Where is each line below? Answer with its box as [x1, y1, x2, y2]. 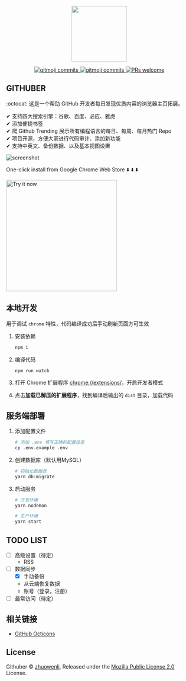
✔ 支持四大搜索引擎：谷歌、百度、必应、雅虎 [6, 113, 116, 120]
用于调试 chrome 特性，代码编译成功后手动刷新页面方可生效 [6, 320, 149, 327]
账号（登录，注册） [23, 587, 71, 595]
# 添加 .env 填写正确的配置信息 [14, 439, 84, 446]
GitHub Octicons [14, 630, 56, 637]
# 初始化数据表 [14, 468, 47, 474]
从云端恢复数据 [23, 580, 60, 587]
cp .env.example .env [14, 445, 68, 451]
